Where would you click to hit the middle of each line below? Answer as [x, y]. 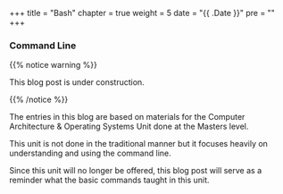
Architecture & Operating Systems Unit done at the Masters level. [129, 127]
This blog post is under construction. [77, 82]
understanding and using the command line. [90, 153]
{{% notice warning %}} [54, 65]
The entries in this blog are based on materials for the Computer [127, 117]
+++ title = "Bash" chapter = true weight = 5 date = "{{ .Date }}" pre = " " [142, 13]
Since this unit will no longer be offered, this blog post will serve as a [136, 171]
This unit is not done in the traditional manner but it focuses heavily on [138, 144]
